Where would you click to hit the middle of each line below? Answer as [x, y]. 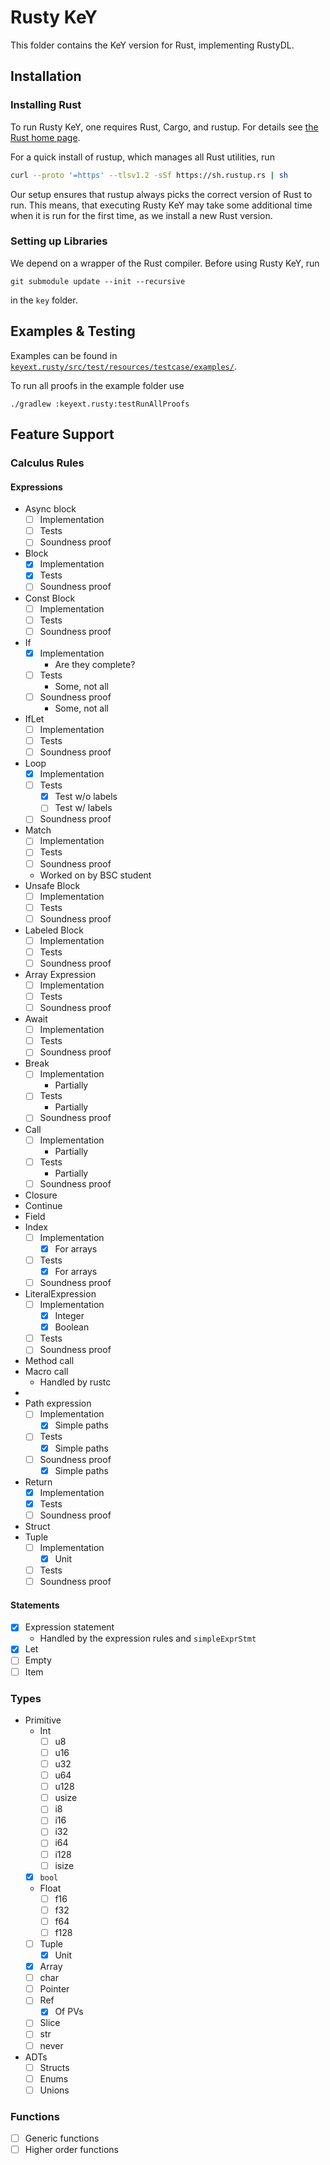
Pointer [54, 1989]
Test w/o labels [86, 797]
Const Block [50, 598]
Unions [54, 2090]
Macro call [46, 1372]
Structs [54, 2067]
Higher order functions [71, 2150]
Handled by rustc [75, 1382]
